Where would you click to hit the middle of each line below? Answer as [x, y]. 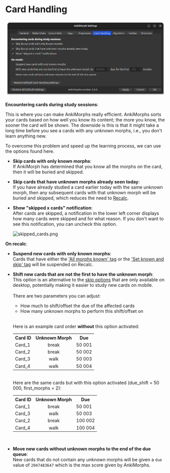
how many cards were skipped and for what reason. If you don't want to [88, 219]
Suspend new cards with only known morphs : [62, 254]
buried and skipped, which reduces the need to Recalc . [70, 198]
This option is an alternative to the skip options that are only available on [89, 280]
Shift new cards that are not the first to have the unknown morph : [83, 274]
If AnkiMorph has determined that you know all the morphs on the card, [88, 167]
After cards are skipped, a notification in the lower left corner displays [86, 213]
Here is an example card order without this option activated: [76, 327]
